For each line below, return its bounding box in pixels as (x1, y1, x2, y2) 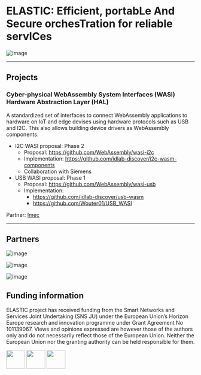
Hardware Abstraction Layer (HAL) (6, 98, 109, 106)
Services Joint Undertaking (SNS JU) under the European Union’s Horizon (6, 313, 188, 320)
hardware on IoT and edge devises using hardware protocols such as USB (6, 118, 189, 125)
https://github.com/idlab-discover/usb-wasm (32, 193, 144, 200)
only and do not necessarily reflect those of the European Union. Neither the (6, 332, 194, 339)
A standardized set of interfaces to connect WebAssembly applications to (6, 111, 188, 119)
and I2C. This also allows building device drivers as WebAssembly (6, 124, 169, 131)
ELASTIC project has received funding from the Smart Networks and (6, 307, 175, 314)
